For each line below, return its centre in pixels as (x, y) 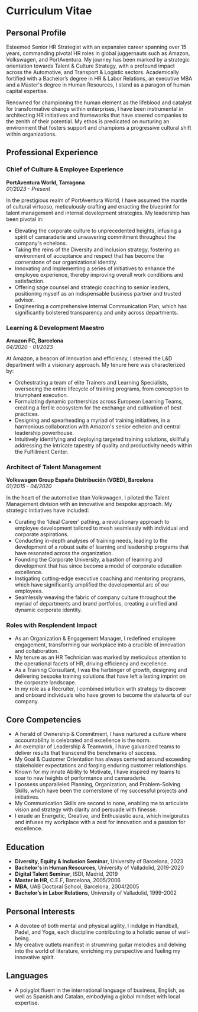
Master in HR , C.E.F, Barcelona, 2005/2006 (68, 880)
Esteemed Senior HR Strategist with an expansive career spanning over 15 (96, 47)
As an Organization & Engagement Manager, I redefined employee (95, 638)
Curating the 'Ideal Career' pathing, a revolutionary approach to (92, 522)
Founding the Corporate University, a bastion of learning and (88, 560)
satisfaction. (30, 281)
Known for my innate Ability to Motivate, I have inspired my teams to (98, 772)
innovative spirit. (35, 957)
